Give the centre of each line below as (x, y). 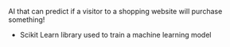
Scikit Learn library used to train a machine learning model (115, 35)
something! (27, 20)
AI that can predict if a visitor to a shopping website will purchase (115, 11)
